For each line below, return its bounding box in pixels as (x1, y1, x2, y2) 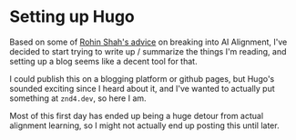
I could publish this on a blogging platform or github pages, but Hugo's (9, 73, 275, 84)
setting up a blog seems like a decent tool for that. (9, 55, 198, 66)
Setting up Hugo (9, 6, 135, 27)
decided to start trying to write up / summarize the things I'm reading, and (9, 45, 287, 56)
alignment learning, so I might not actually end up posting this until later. (9, 120, 280, 131)
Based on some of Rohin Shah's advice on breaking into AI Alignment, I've (9, 36, 288, 47)
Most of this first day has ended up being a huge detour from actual (9, 110, 264, 121)
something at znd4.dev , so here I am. (9, 93, 148, 104)
